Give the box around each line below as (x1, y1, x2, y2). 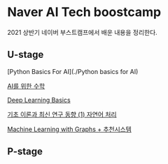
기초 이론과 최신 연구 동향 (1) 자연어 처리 (7, 110, 117, 119)
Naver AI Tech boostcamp (7, 4, 162, 20)
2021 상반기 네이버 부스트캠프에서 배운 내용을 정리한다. (7, 28, 157, 36)
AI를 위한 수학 (7, 82, 45, 90)
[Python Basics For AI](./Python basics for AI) (7, 67, 139, 75)
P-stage (7, 146, 43, 158)
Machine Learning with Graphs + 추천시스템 (7, 125, 132, 133)
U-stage (7, 49, 44, 61)
